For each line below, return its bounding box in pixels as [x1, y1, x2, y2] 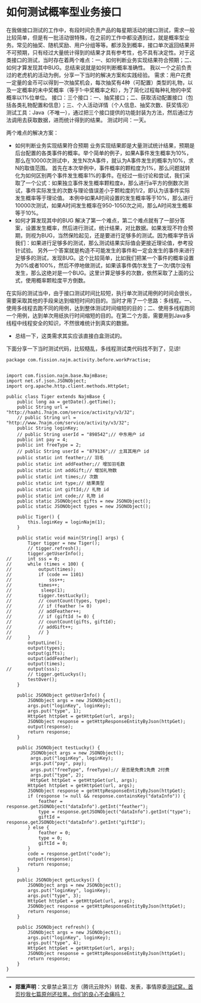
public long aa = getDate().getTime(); [17, 399, 117, 405]
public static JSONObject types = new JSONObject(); [17, 503, 151, 510]
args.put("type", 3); [28, 893, 82, 899]
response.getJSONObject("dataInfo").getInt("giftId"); [6, 819, 146, 825]
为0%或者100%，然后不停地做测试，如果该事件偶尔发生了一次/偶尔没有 [14, 261, 191, 269]
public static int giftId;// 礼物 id [17, 486, 109, 492]
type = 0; [38, 835, 63, 841]
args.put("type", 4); [28, 939, 82, 946]
